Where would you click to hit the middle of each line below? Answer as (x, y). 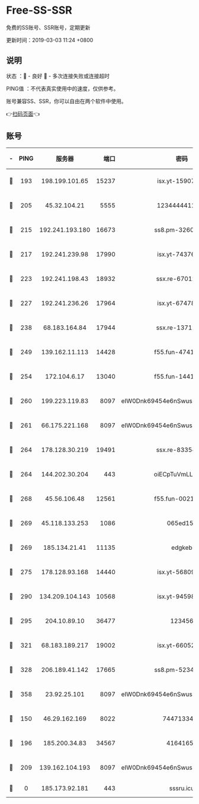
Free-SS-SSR (39, 10)
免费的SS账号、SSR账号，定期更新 (48, 27)
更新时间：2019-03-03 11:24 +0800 (50, 40)
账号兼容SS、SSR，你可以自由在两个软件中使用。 (66, 101)
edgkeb (182, 547)
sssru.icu (182, 788)
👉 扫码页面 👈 (23, 114)
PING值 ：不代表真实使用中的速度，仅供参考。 (62, 88)
